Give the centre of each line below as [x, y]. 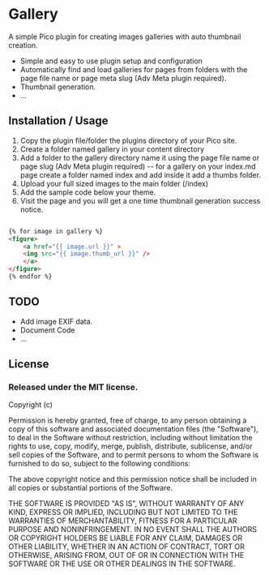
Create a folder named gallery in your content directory [112, 149]
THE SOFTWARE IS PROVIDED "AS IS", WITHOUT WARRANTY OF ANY [126, 504]
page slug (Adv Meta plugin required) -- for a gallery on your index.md [138, 166]
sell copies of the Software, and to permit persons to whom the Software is [134, 455]
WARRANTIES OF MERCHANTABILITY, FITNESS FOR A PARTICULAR [123, 521]
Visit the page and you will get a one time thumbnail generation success [140, 200]
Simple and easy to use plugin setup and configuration [111, 61]
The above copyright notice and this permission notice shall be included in [132, 479]
